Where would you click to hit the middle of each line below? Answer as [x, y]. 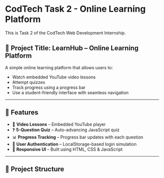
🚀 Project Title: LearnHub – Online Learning [72, 48]
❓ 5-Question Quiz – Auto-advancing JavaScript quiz [66, 130]
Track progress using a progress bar [49, 87]
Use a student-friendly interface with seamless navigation [70, 92]
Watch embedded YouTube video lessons [54, 77]
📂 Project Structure [35, 169]
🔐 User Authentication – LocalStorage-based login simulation [74, 144]
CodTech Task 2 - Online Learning [75, 9]
